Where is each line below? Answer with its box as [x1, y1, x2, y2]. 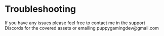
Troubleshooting [5, 3, 76, 15]
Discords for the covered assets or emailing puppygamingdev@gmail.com [5, 25, 159, 31]
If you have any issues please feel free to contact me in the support [5, 20, 145, 26]
